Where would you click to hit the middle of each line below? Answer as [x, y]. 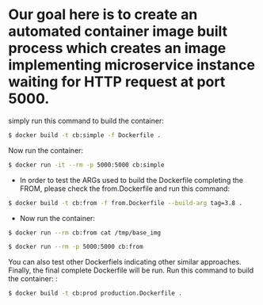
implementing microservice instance [132, 65]
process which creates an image [117, 48]
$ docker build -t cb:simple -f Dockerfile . [84, 135]
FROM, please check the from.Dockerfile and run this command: [125, 189]
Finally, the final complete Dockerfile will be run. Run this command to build [131, 270]
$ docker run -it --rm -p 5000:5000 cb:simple [86, 165]
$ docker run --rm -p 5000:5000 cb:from [76, 247]
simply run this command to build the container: [86, 120]
